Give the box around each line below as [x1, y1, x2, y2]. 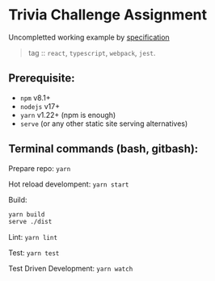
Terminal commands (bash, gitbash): [8, 142, 199, 156]
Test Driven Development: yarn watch [8, 264, 133, 274]
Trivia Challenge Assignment [8, 6, 208, 24]
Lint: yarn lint [8, 233, 58, 242]
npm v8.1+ [19, 93, 51, 103]
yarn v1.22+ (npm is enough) [19, 110, 116, 120]
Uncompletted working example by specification [8, 32, 170, 42]
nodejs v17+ [19, 101, 61, 111]
